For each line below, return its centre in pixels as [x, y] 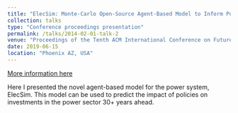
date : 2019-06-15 [33, 47]
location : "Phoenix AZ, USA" [50, 54]
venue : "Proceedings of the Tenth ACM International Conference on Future [120, 40]
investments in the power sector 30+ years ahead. [81, 102]
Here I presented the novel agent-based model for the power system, [108, 87]
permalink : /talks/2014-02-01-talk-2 [63, 34]
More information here [40, 73]
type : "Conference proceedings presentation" [75, 27]
